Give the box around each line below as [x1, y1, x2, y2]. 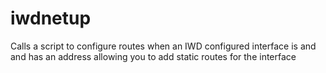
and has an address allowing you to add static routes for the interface [10, 50, 297, 62]
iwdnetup [10, 7, 92, 30]
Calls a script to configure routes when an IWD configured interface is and [10, 40, 317, 52]
